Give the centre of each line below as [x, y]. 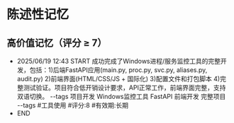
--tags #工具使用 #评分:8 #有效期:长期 [73, 105]
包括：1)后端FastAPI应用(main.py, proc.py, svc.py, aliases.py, [118, 70]
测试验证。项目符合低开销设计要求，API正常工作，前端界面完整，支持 [124, 88]
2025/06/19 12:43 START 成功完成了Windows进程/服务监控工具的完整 [119, 61]
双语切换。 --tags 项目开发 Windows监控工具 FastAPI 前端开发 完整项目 [121, 96]
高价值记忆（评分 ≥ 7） [57, 43]
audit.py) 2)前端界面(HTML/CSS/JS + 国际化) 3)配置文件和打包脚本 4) [118, 79]
